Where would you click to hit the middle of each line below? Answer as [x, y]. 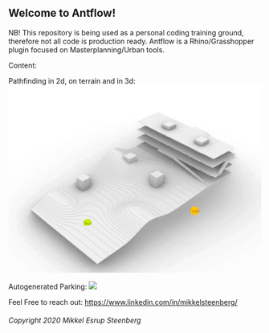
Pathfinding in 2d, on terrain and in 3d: [72, 80]
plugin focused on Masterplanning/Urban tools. [86, 49]
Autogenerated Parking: [48, 286]
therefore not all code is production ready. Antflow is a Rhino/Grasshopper [131, 41]
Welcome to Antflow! [62, 13]
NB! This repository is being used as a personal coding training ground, [126, 32]
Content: [23, 65]
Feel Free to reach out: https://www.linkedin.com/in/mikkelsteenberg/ [123, 302]
